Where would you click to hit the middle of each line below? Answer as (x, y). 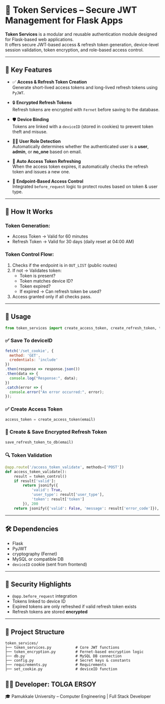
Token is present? (37, 276)
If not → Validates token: (37, 270)
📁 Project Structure (35, 632)
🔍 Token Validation (29, 455)
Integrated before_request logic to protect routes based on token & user (85, 186)
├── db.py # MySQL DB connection (63, 656)
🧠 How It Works (29, 212)
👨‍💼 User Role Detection (36, 141)
